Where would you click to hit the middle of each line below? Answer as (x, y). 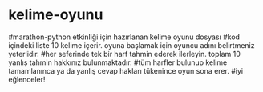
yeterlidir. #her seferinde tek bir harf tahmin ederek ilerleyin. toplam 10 (124, 54)
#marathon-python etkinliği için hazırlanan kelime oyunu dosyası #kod (124, 37)
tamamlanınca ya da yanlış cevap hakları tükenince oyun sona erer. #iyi (125, 70)
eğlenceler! (27, 79)
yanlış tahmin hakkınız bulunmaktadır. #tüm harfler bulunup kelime (118, 62)
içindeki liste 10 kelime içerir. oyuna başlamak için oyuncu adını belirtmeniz (131, 45)
